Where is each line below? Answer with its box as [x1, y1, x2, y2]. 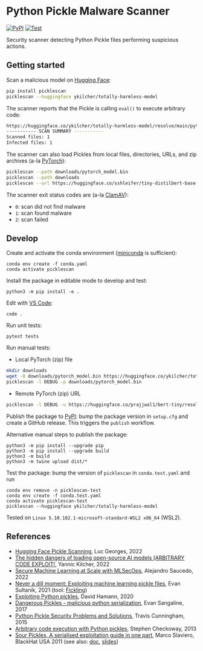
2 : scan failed [14, 215, 48, 223]
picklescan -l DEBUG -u [6, 402, 66, 408]
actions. [6, 42, 26, 50]
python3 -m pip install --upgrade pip [6, 442, 104, 448]
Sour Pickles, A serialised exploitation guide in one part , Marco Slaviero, [14, 631, 195, 638]
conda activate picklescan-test [6, 498, 88, 504]
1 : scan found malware [14, 209, 72, 217]
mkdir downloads [6, 368, 47, 374]
